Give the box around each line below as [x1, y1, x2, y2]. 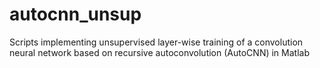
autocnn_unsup [9, 3, 142, 26]
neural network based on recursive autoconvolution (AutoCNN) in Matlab [9, 46, 310, 58]
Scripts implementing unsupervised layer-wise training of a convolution [9, 36, 304, 48]
